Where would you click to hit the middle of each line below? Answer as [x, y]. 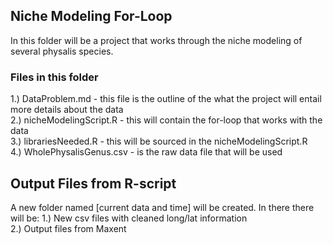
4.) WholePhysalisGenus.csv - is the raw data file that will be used [146, 152]
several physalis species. [62, 51]
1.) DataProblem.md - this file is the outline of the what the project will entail [166, 99]
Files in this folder [54, 77]
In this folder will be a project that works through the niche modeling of [156, 40]
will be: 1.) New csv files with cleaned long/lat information [129, 218]
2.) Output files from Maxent [68, 228]
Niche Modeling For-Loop [91, 16]
